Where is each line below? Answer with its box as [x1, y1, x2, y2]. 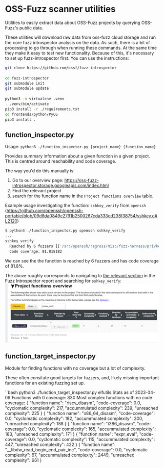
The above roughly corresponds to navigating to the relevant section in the [5, 272, 155, 278]
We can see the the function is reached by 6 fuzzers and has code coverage [5, 258, 159, 263]
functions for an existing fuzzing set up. [5, 380, 85, 386]
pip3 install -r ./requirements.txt [5, 106, 80, 111]
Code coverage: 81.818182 [9, 249, 62, 254]
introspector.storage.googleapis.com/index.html [12, 182, 109, 188]
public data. [19, 25, 43, 30]
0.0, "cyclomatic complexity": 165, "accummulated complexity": [28, 426, 156, 432]
